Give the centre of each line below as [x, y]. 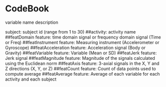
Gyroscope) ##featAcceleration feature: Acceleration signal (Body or [76, 47]
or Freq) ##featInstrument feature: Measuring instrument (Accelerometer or [82, 42]
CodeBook [27, 9]
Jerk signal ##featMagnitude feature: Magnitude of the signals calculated [80, 58]
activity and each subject [31, 79]
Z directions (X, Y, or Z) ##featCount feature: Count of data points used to [81, 68]
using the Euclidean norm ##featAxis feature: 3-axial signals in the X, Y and [82, 63]
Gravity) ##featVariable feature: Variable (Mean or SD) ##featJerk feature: [81, 53]
